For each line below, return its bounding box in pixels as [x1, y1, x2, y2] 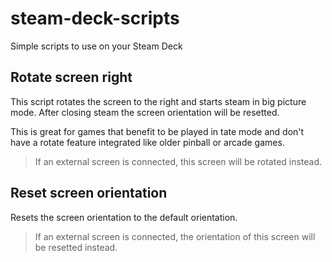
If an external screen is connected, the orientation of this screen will [34, 230, 316, 242]
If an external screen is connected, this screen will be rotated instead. [34, 155, 323, 167]
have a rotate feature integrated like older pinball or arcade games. [10, 136, 285, 148]
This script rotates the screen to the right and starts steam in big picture [10, 95, 307, 107]
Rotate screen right [10, 69, 133, 86]
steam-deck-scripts [10, 7, 180, 30]
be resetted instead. [34, 241, 118, 253]
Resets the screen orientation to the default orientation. [10, 211, 238, 223]
